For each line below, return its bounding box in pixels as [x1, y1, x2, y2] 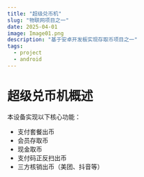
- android [13, 56, 42, 63]
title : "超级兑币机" [7, 10, 62, 17]
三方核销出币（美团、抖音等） [17, 162, 103, 171]
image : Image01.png [7, 29, 64, 37]
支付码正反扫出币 [17, 153, 67, 162]
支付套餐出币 [17, 127, 55, 136]
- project [13, 50, 42, 57]
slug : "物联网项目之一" [7, 17, 69, 24]
